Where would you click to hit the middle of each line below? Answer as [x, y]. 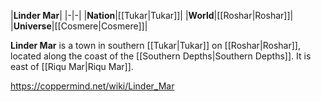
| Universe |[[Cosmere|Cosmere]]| [79, 26]
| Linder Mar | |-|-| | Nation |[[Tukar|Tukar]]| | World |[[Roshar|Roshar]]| [152, 15]
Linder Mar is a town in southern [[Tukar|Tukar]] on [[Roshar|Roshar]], [155, 45]
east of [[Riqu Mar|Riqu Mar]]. [72, 66]
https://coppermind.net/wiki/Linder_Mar [92, 86]
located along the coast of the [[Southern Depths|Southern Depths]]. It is [161, 56]
